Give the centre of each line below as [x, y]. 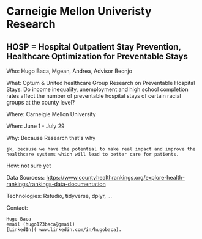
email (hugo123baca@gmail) [41, 224]
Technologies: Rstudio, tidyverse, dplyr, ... [59, 196]
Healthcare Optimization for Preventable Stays [97, 56]
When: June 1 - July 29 [36, 126]
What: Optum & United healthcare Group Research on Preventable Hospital [101, 83]
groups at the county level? [41, 102]
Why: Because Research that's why [51, 138]
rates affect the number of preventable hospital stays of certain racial [94, 96]
